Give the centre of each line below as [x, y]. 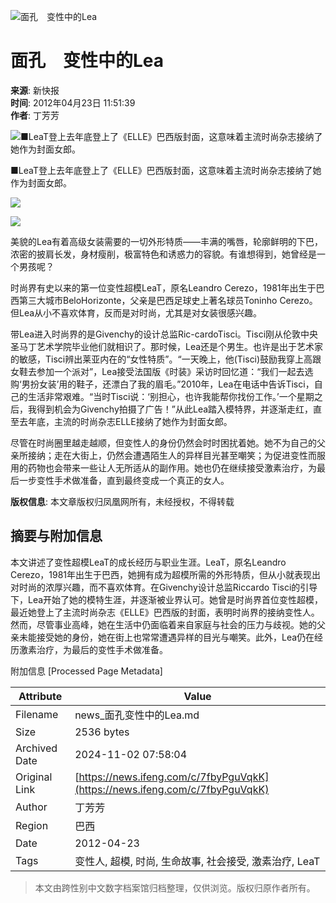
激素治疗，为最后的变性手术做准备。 [93, 649]
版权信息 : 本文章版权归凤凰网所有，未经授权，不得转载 [122, 501]
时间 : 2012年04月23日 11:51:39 [73, 102]
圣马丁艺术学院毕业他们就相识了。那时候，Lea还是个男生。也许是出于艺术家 [167, 346]
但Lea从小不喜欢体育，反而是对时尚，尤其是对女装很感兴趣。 [136, 312]
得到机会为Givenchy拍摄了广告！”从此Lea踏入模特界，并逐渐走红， [175, 409]
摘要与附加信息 [56, 536]
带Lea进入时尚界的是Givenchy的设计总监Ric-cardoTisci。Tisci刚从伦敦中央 [164, 334]
